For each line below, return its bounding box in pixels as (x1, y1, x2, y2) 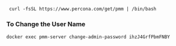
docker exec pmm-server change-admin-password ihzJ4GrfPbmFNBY (6, 34, 171, 40)
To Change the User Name (6, 20, 86, 28)
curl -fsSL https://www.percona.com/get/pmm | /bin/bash (9, 6, 157, 12)
